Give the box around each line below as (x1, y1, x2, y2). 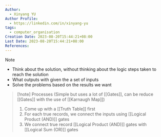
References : (5, 43, 29, 48)
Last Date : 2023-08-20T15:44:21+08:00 (5, 39, 84, 44)
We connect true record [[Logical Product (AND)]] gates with (24, 121, 147, 127)
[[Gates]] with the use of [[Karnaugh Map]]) (17, 96, 105, 102)
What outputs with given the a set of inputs (12, 77, 99, 82)
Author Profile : (5, 16, 38, 21)
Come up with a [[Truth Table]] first (24, 106, 96, 112)
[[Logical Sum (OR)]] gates (24, 126, 79, 132)
